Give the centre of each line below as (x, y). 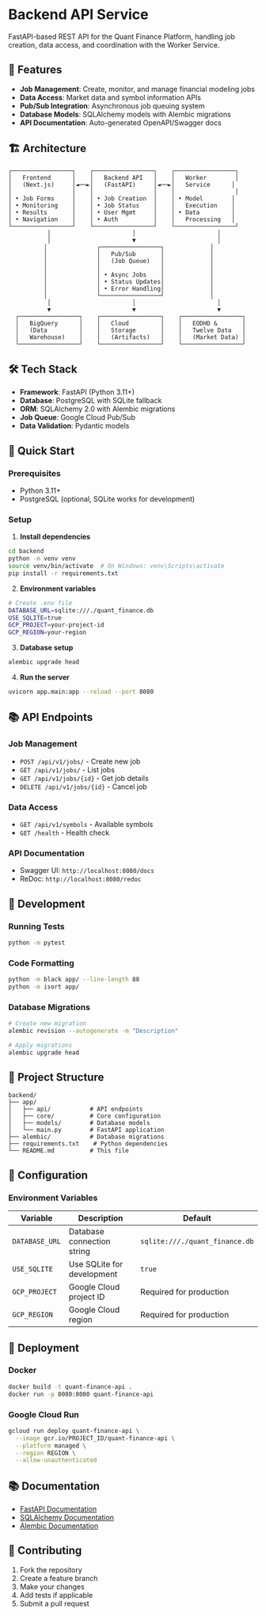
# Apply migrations (40, 1045)
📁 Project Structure (56, 1078)
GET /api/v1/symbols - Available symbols (86, 824)
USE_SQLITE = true (35, 618)
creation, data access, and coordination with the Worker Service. (114, 44)
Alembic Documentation (59, 1526)
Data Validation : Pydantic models (74, 426)
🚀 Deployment (44, 1348)
